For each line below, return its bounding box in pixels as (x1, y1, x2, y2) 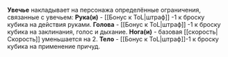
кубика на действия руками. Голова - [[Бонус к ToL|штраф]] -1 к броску (7, 21, 221, 28)
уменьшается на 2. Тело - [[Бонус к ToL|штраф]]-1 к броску (41, 35, 219, 43)
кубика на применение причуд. (7, 43, 101, 50)
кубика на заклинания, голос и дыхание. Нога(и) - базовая (7, 27, 183, 36)
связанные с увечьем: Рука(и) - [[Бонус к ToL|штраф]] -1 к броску (7, 13, 205, 21)
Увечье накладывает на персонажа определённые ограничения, (7, 6, 202, 14)
